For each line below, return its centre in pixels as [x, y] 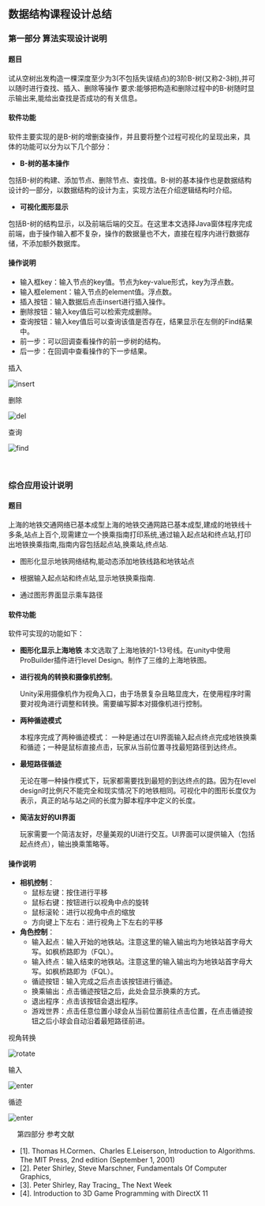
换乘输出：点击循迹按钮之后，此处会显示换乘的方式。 [118, 992]
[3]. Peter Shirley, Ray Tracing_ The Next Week [95, 1185]
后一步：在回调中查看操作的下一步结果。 [85, 351]
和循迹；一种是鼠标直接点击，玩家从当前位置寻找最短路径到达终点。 [130, 747]
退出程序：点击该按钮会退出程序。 [87, 1001]
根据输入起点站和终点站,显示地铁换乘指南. [87, 578]
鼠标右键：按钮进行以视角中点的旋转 [90, 902]
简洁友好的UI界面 [47, 818]
